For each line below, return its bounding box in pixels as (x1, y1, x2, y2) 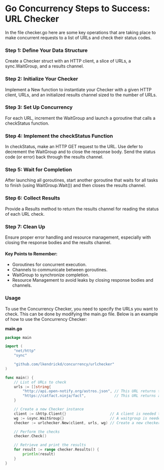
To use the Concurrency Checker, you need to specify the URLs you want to (5, 306, 158, 312)
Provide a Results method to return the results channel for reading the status (5, 206, 159, 212)
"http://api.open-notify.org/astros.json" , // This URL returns (22, 389, 156, 394)
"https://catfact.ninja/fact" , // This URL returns (22, 393, 156, 399)
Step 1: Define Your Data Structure (5, 47, 88, 54)
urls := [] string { (14, 384, 51, 389)
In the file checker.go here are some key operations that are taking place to (5, 29, 156, 35)
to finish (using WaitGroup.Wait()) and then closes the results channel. (5, 182, 146, 188)
